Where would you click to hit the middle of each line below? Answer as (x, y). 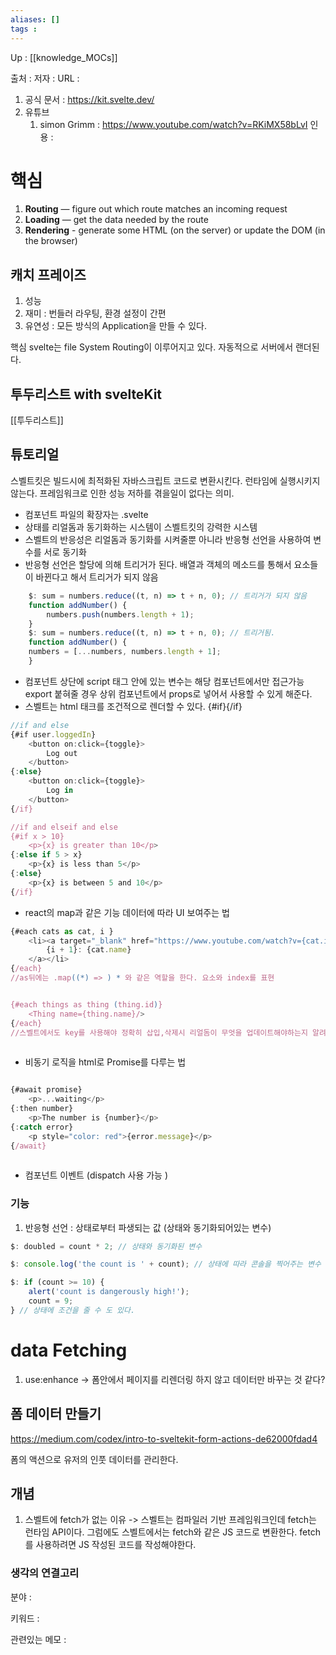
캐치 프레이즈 (48, 274)
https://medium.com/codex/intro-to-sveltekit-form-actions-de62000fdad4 (164, 1438)
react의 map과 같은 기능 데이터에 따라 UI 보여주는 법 (127, 912)
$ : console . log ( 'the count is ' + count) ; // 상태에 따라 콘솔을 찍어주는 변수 (166, 1264)
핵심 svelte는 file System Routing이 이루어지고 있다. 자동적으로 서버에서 (152, 347)
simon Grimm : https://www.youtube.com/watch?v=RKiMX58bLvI (173, 124)
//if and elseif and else (64, 827)
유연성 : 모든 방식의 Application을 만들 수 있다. (115, 326)
